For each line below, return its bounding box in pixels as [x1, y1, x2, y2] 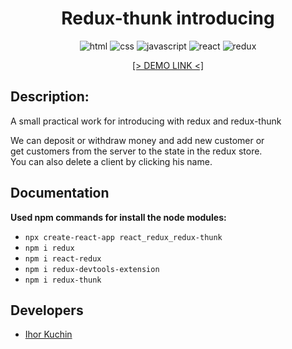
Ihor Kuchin [24, 328, 73, 341]
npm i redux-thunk [24, 275, 102, 285]
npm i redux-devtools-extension [24, 264, 160, 274]
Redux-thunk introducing [61, 7, 275, 30]
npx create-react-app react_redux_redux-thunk [24, 232, 223, 242]
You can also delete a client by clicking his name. [10, 155, 213, 167]
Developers [10, 302, 84, 319]
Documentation [10, 185, 110, 202]
